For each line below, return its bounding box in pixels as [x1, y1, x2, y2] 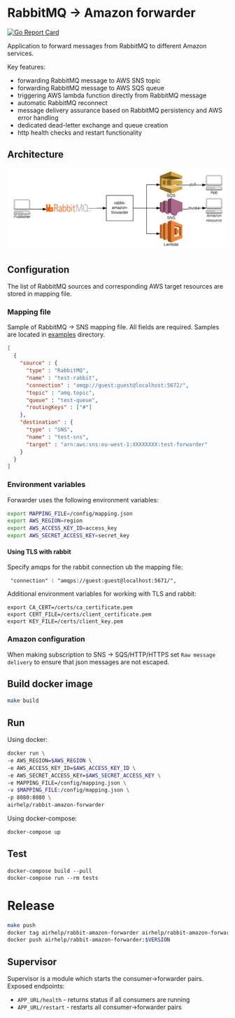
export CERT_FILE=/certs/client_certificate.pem [7, 611, 152, 618]
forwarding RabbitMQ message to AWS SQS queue [17, 83, 164, 92]
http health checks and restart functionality [17, 128, 142, 137]
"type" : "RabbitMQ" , [25, 367, 90, 374]
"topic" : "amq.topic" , [25, 389, 96, 397]
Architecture [7, 149, 64, 160]
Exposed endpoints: [7, 982, 65, 991]
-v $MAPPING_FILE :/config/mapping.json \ [7, 787, 130, 794]
